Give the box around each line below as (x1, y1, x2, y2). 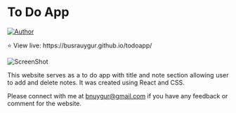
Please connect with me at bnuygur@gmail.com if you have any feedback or (7, 91, 228, 100)
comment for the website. (7, 99, 82, 107)
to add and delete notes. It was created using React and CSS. (7, 78, 185, 86)
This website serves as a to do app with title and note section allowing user (7, 70, 229, 79)
